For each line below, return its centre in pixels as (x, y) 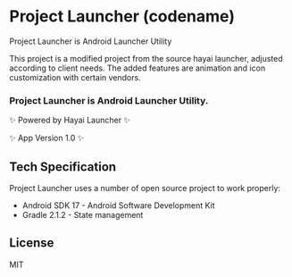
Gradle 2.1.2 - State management (83, 215)
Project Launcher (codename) (122, 17)
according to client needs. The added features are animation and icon (138, 68)
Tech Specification (63, 167)
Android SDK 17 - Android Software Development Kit (119, 206)
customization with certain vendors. (75, 77)
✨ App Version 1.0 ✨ (47, 138)
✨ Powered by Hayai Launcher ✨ (70, 120)
